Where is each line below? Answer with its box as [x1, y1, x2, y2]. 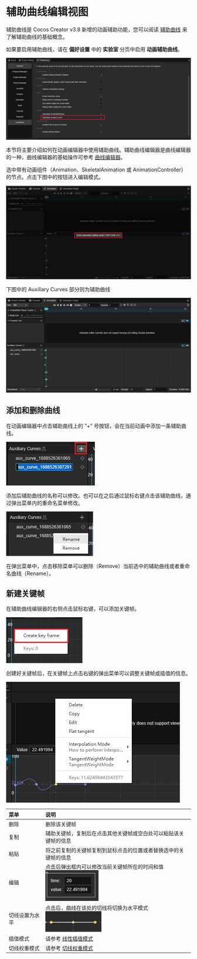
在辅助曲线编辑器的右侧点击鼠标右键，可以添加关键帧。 [6, 605, 140, 613]
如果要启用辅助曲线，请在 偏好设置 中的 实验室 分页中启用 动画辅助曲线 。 [6, 45, 183, 53]
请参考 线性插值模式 [45, 935, 94, 943]
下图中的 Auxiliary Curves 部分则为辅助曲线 [6, 286, 110, 293]
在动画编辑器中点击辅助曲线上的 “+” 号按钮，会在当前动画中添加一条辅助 [6, 422, 182, 429]
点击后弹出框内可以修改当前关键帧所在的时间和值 [45, 863, 164, 870]
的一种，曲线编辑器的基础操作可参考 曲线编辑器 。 [6, 154, 126, 161]
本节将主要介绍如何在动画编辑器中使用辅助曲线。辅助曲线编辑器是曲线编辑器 [6, 146, 191, 153]
